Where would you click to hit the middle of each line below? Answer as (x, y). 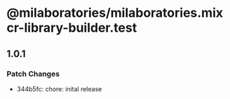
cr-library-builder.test (72, 28)
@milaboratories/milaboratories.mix (115, 13)
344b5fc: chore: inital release (59, 88)
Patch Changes (33, 74)
